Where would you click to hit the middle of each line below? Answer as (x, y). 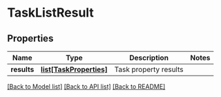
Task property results (149, 69)
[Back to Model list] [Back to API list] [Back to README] (86, 87)
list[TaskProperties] (74, 69)
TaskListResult (51, 13)
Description (149, 58)
